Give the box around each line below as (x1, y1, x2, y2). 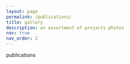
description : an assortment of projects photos (6, 24, 125, 31)
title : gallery (6, 19, 43, 25)
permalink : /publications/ (6, 14, 72, 20)
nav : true (6, 30, 30, 36)
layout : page (6, 8, 38, 15)
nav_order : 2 (6, 35, 38, 41)
